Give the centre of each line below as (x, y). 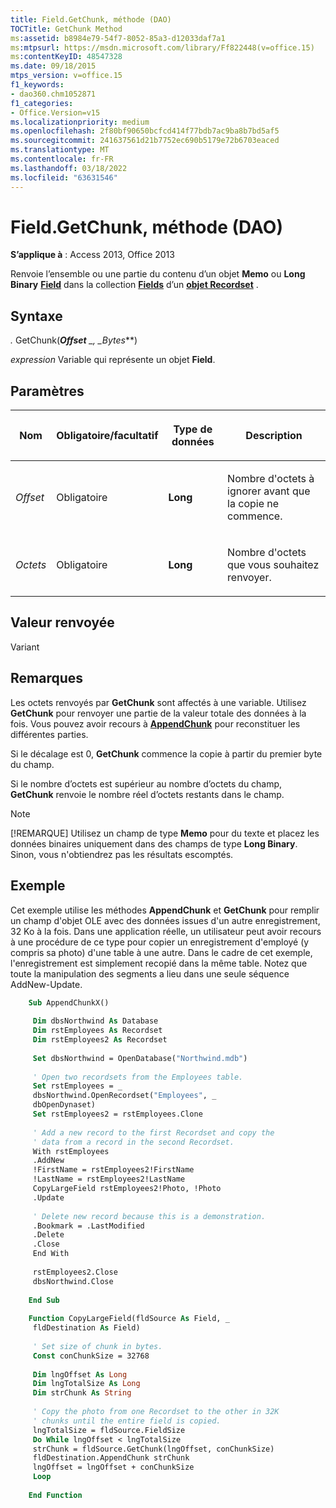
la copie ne (253, 504)
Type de (193, 429)
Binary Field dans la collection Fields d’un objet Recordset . (134, 285)
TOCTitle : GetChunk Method (66, 29)
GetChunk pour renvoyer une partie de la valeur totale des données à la (158, 713)
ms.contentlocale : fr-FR (62, 159)
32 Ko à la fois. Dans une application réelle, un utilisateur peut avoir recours (166, 931)
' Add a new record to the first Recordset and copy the (153, 1132)
